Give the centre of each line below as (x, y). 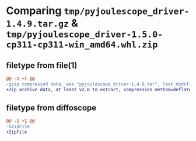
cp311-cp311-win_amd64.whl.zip (82, 45)
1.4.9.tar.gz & (42, 23)
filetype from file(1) (42, 65)
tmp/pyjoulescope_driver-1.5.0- (85, 35)
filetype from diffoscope (51, 108)
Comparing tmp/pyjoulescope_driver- (98, 11)
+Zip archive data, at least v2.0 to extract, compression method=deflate (99, 90)
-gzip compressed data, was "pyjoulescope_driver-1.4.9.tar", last (90, 84)
